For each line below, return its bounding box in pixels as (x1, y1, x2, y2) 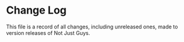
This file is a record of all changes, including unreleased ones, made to (6, 23, 178, 30)
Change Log (6, 4, 67, 17)
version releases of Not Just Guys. (6, 29, 90, 36)
